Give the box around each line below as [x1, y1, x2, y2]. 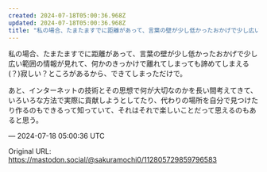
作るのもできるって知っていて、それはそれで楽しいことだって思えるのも [14, 105, 250, 115]
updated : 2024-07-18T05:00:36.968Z [8, 19, 126, 27]
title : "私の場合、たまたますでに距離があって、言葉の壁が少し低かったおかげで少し [8, 26, 249, 34]
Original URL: [8, 147, 52, 156]
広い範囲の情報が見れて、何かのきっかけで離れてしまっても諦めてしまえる [8, 59, 250, 68]
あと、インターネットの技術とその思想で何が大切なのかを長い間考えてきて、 [8, 86, 258, 95]
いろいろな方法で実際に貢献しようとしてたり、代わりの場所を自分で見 [8, 96, 238, 105]
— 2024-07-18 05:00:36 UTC [8, 132, 105, 141]
